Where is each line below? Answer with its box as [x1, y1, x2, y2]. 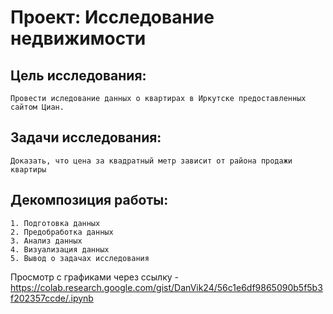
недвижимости [10, 27, 147, 50]
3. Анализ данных [10, 236, 83, 246]
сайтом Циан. [10, 102, 65, 112]
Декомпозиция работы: [10, 192, 169, 209]
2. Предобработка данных [10, 227, 114, 237]
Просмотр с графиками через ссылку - [10, 271, 179, 283]
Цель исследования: [10, 67, 147, 84]
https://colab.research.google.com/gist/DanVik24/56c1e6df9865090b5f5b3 [10, 281, 323, 293]
